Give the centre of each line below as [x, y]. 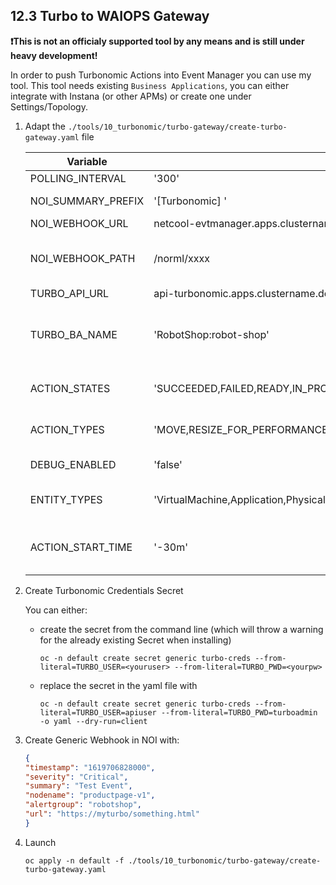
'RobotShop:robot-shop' [211, 334]
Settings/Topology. [49, 106]
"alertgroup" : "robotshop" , [83, 805]
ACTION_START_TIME [81, 547]
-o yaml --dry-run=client [93, 721]
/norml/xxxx [181, 258]
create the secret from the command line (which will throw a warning [181, 629]
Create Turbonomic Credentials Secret [104, 590]
